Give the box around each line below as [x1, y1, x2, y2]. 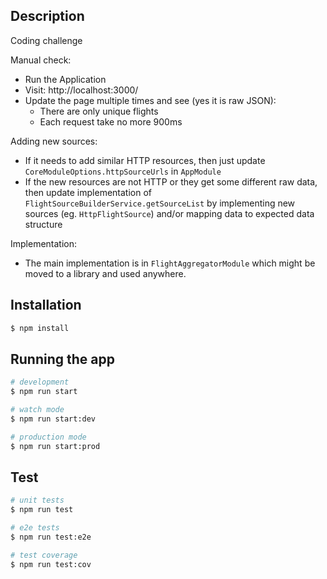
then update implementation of [24, 186, 152, 198]
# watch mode [10, 405, 65, 415]
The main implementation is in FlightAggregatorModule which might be [24, 257, 316, 269]
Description [10, 8, 85, 25]
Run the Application [24, 73, 107, 85]
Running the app [10, 350, 115, 368]
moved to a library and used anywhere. [24, 267, 187, 279]
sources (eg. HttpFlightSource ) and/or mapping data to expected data [24, 207, 315, 219]
